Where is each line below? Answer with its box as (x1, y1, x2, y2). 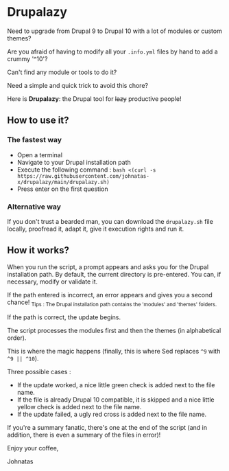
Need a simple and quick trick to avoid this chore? (7, 81, 149, 89)
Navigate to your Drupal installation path (16, 158, 132, 166)
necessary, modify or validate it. (7, 277, 98, 286)
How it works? (7, 244, 70, 256)
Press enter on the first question (16, 185, 108, 193)
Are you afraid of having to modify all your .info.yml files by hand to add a (7, 47, 218, 56)
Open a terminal (16, 150, 63, 159)
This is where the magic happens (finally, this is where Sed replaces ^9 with (7, 347, 221, 355)
